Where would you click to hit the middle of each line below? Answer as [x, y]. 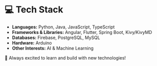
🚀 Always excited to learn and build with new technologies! [65, 57]
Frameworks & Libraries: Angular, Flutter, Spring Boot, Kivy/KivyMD [82, 32]
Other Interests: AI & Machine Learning [52, 48]
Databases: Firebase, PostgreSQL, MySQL [56, 37]
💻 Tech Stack [34, 10]
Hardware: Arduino [32, 42]
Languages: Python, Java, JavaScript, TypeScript [63, 27]
